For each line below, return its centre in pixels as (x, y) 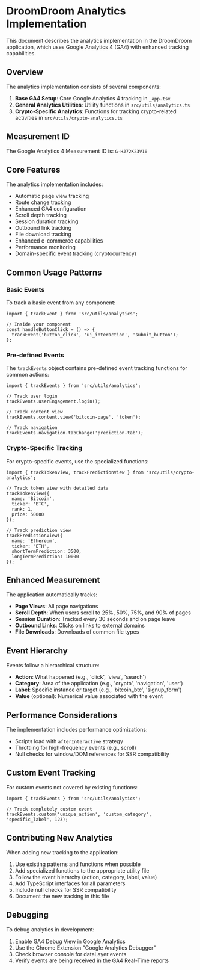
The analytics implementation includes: (55, 184)
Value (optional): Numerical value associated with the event (89, 696)
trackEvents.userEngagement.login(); (53, 401)
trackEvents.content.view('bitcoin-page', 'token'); (74, 417)
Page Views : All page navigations (56, 607)
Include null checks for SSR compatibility (65, 889)
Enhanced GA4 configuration (51, 209)
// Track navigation (32, 428)
